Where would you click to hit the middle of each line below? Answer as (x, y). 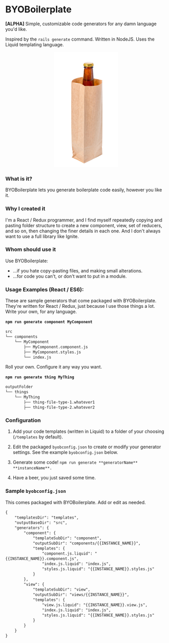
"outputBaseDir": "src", (41, 523)
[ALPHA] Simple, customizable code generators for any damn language (81, 24)
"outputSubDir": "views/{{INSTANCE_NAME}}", (81, 595)
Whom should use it (31, 249)
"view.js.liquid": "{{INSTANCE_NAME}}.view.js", (94, 605)
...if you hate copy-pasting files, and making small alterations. (78, 270)
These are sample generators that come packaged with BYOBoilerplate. (81, 301)
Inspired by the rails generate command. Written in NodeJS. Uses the (80, 39)
